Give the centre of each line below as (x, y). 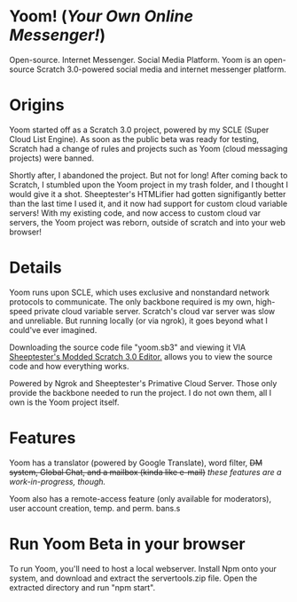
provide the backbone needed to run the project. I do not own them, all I (141, 392)
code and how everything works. (69, 366)
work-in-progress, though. (58, 481)
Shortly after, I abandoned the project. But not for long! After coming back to (148, 175)
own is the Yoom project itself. (64, 402)
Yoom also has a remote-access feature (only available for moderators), (141, 498)
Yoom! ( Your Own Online (101, 16)
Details (35, 268)
